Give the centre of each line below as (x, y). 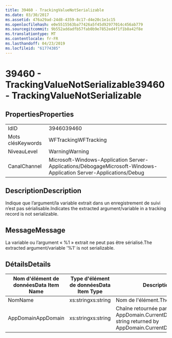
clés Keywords (25, 143)
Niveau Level (23, 151)
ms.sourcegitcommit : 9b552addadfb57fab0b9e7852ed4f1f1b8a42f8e (74, 29)
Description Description (44, 191)
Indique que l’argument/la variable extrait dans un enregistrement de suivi (83, 203)
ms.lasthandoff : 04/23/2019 (35, 44)
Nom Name (21, 300)
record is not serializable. (32, 214)
